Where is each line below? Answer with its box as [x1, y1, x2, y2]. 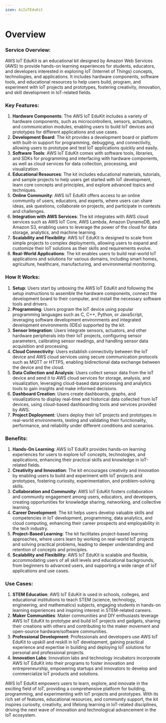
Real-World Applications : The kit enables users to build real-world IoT [12, 251, 157, 257]
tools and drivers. [12, 301, 49, 307]
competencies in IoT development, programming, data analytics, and [12, 515, 153, 520]
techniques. [12, 187, 37, 193]
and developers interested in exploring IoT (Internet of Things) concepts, [5, 68, 154, 75]
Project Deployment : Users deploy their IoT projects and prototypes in [12, 412, 157, 418]
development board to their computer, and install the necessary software [12, 296, 162, 302]
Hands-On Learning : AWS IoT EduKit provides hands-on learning [12, 446, 146, 452]
